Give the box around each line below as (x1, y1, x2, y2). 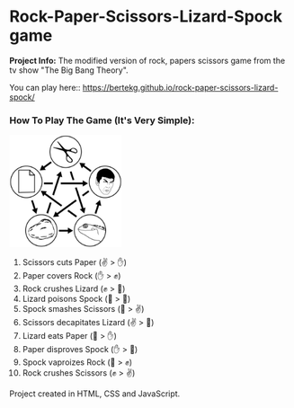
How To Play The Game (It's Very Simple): (9, 114, 195, 127)
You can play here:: (9, 82, 81, 93)
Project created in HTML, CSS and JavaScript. (9, 388, 181, 399)
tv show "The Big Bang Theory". (9, 65, 129, 75)
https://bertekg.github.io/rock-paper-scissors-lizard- (82, 82, 279, 93)
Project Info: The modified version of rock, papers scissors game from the (9, 55, 286, 66)
